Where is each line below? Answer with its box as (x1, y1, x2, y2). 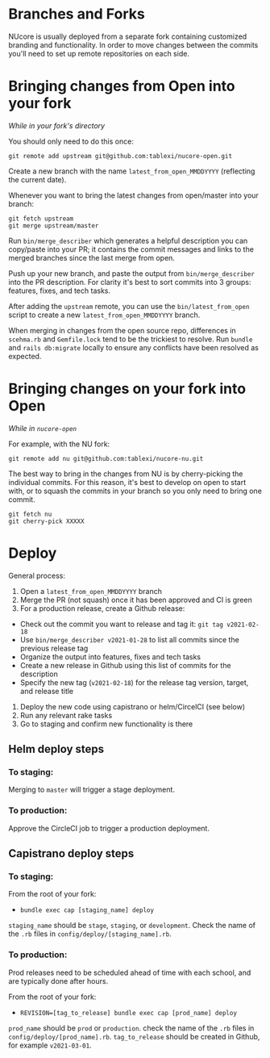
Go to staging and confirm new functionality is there (19, 719, 193, 729)
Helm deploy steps (8, 742, 105, 756)
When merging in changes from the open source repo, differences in (8, 325, 236, 335)
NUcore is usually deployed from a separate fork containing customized (8, 31, 247, 41)
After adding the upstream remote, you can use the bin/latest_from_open (8, 301, 250, 311)
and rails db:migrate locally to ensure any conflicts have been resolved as (8, 342, 260, 352)
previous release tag (19, 643, 89, 653)
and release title (19, 686, 74, 696)
